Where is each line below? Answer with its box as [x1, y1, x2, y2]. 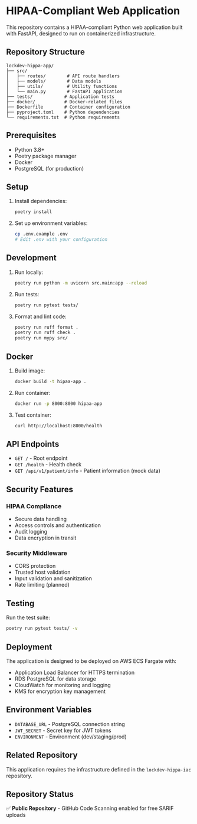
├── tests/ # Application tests [6, 93, 115, 100]
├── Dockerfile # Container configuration [6, 104, 131, 110]
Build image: [14, 367, 45, 374]
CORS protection [14, 563, 56, 570]
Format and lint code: [14, 313, 67, 320]
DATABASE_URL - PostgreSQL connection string [14, 720, 125, 727]
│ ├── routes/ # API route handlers [6, 73, 120, 79]
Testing [6, 598, 35, 609]
